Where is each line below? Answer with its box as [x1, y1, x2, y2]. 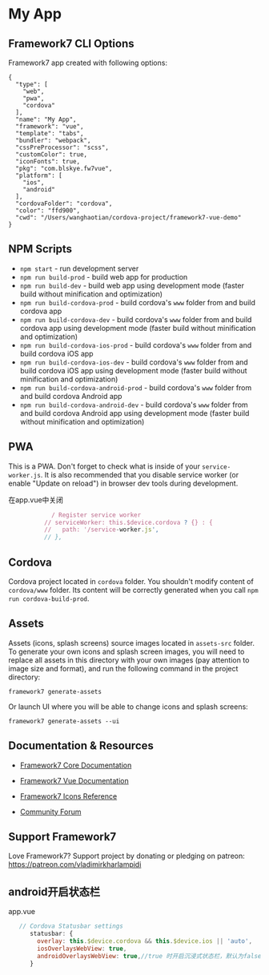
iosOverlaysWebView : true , [37, 945, 127, 953]
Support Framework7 [8, 830, 117, 844]
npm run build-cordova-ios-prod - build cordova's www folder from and [19, 340, 252, 349]
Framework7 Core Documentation [19, 760, 132, 770]
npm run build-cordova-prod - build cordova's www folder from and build [19, 297, 256, 307]
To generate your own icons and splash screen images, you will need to [8, 647, 245, 656]
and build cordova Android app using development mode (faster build [19, 408, 250, 417]
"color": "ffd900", [15, 207, 81, 215]
